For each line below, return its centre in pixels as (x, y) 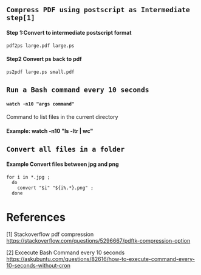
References (36, 217)
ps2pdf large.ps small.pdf (40, 72)
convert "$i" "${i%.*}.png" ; (56, 188)
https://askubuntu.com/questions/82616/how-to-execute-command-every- (101, 259)
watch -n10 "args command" (40, 104)
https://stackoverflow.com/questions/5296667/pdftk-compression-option (98, 240)
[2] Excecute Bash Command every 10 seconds (66, 252)
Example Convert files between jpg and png (63, 164)
